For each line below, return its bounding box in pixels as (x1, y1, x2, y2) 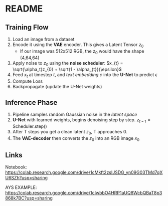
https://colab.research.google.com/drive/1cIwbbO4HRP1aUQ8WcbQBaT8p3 (5, 190, 162, 196)
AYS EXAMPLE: (5, 184, 37, 190)
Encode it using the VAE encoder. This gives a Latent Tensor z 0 (12, 42, 144, 49)
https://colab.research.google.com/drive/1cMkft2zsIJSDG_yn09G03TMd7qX (5, 169, 163, 175)
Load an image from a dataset (12, 36, 75, 42)
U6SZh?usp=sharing (5, 175, 48, 181)
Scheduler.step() (12, 123, 47, 129)
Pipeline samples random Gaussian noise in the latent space (12, 111, 137, 117)
